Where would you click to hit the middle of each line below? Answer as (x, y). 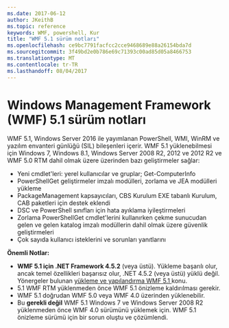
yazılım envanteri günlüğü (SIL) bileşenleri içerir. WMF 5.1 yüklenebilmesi (110, 146)
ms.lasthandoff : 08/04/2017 (47, 71)
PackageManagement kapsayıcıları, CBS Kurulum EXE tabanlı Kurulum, (117, 196)
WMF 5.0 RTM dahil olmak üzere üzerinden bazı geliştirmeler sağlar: (104, 161)
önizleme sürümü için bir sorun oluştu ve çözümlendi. (93, 318)
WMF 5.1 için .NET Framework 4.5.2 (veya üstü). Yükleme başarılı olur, (117, 266)
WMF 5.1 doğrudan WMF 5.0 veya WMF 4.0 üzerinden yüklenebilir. (111, 296)
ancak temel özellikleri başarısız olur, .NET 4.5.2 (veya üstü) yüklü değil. (118, 274)
